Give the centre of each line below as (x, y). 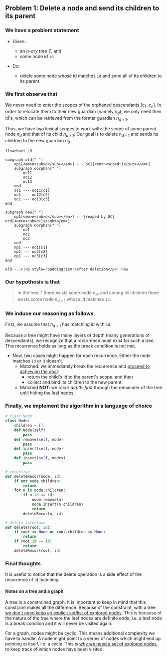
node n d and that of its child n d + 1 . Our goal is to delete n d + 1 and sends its (82, 135)
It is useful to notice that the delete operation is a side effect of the (74, 574)
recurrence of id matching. (33, 580)
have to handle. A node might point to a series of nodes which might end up (83, 638)
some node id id (37, 56)
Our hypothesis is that (33, 281)
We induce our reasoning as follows (49, 313)
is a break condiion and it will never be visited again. (59, 623)
